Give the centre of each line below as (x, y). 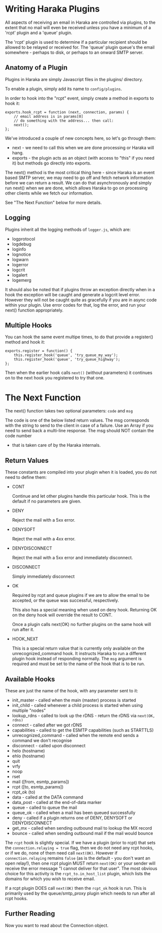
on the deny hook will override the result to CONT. (62, 615)
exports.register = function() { (39, 351)
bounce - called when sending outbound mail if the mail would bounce (82, 833)
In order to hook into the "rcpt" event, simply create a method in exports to (80, 98)
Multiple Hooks (28, 325)
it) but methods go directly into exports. (51, 163)
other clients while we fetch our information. (49, 193)
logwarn (20, 259)
